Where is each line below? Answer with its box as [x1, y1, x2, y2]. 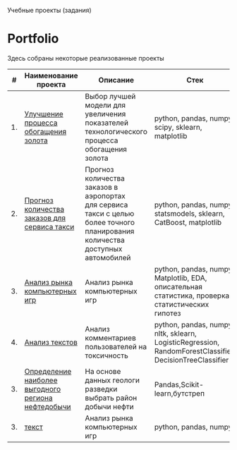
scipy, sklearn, [154, 122, 202, 132]
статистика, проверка [154, 291, 230, 300]
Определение [24, 366, 72, 376]
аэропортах [85, 190, 126, 200]
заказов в [85, 182, 119, 192]
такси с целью [85, 208, 135, 218]
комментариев [85, 333, 136, 343]
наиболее [24, 375, 58, 385]
